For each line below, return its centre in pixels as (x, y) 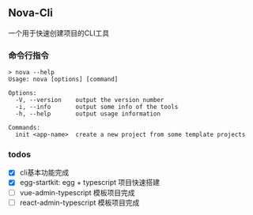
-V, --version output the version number (90, 100)
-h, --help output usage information (88, 114)
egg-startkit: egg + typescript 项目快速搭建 (90, 183)
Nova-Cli (30, 13)
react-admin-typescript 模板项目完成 (79, 202)
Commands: (25, 128)
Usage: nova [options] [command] (63, 79)
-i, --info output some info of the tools (97, 107)
